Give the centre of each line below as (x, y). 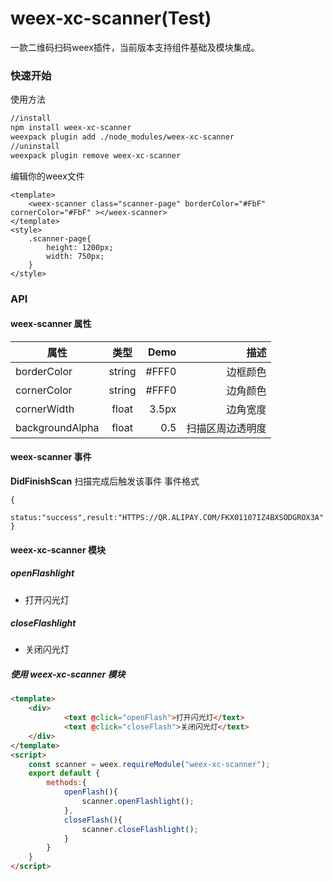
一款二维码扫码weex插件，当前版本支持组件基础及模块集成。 (135, 47)
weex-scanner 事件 (51, 457)
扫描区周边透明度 (226, 428)
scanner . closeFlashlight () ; (140, 829)
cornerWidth (45, 409)
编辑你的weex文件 (47, 176)
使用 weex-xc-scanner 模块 (68, 674)
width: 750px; (75, 256)
